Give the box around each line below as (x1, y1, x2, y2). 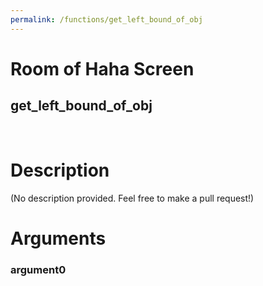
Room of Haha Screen (10, 57, 195, 80)
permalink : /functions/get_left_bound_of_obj (10, 14, 203, 25)
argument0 (10, 262, 67, 276)
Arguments (10, 227, 107, 250)
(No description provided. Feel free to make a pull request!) (10, 192, 255, 204)
